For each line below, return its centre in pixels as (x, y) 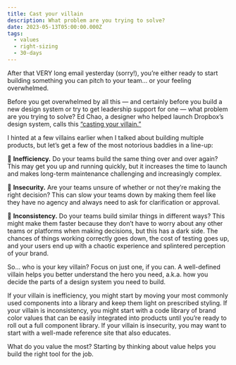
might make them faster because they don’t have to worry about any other (115, 223)
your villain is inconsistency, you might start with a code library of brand (112, 310)
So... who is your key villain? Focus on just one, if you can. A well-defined (114, 267)
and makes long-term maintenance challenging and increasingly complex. (114, 174)
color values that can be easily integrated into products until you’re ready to (117, 318)
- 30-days (28, 53)
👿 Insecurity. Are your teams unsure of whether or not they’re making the (114, 187)
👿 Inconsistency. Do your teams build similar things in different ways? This (116, 216)
